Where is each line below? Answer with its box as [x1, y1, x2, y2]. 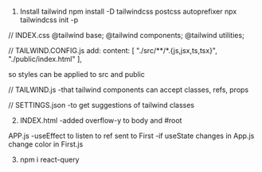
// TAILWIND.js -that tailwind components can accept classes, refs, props [8, 85, 249, 94]
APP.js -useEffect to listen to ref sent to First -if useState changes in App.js [8, 131, 255, 140]
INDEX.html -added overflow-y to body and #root [19, 116, 182, 125]
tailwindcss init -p [19, 15, 79, 25]
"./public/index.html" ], [8, 55, 82, 63]
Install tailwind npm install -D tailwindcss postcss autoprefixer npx [19, 7, 237, 16]
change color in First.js [8, 140, 84, 149]
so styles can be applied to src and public [8, 70, 146, 78]
